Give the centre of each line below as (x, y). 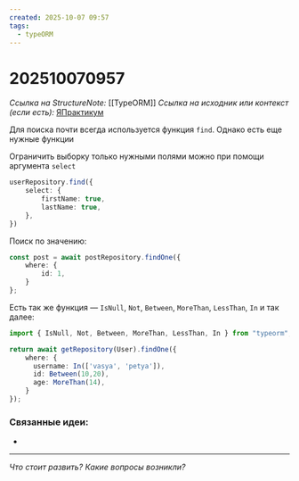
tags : (19, 26)
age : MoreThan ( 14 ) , (69, 383)
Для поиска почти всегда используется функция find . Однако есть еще (146, 129)
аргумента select (43, 166)
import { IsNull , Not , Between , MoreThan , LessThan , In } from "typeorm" (149, 333)
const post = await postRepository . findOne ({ (95, 257)
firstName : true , (73, 199)
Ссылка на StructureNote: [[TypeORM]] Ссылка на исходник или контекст (149, 103)
